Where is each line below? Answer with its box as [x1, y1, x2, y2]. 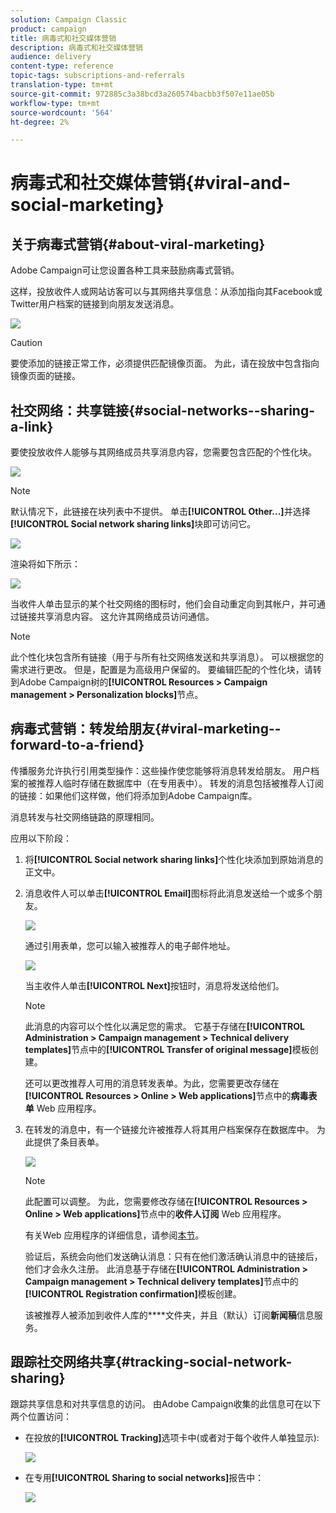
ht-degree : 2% [10, 117, 70, 127]
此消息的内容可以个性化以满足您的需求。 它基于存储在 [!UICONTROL [24, 1020, 305, 1032]
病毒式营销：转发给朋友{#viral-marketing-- [10, 721, 282, 738]
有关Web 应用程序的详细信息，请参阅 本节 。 [24, 1229, 205, 1241]
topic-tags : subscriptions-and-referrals [10, 71, 186, 81]
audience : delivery [10, 52, 92, 62]
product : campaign [10, 24, 87, 34]
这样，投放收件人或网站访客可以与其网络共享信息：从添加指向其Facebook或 [10, 286, 323, 298]
